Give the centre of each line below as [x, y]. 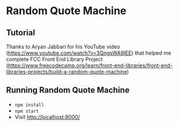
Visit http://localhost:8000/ [47, 117]
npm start [27, 111]
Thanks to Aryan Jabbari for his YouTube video [63, 47]
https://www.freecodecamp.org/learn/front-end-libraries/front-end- [90, 65]
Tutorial [21, 33]
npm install [29, 105]
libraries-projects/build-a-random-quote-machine [67, 72]
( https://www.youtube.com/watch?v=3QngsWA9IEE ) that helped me [89, 53]
